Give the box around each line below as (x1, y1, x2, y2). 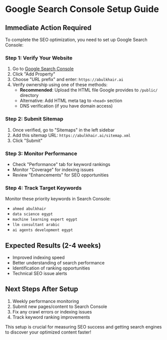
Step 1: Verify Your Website (5, 54, 73, 61)
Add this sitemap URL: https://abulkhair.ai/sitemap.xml (12, 132, 131, 138)
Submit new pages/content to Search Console (12, 303, 107, 309)
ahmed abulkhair (12, 206, 46, 211)
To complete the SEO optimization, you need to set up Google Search (5, 36, 148, 42)
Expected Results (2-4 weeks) (5, 241, 101, 249)
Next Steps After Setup (5, 285, 78, 293)
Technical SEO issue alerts (12, 270, 67, 276)
